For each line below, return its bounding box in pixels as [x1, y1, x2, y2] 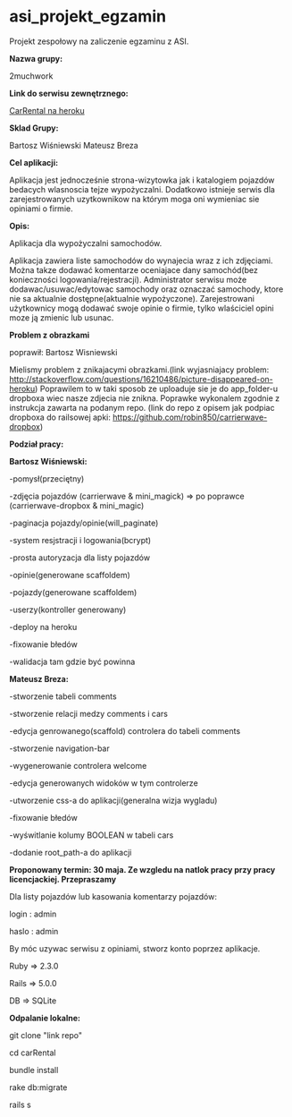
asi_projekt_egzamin [9, 6, 167, 27]
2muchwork [9, 70, 54, 81]
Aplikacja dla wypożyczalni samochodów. [9, 237, 163, 248]
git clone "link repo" [9, 1029, 83, 1040]
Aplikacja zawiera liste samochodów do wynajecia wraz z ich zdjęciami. [9, 255, 274, 266]
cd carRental [9, 1047, 56, 1058]
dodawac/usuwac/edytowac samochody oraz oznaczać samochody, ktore [9, 284, 284, 294]
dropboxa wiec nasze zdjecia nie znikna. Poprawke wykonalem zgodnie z [9, 392, 280, 404]
